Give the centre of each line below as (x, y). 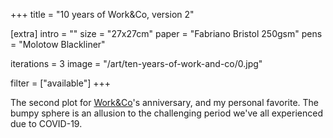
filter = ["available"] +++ (61, 83)
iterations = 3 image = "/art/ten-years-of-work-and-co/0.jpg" (136, 63)
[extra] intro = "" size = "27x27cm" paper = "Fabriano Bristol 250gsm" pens (166, 33)
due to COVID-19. (46, 123)
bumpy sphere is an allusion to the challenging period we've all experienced (166, 113)
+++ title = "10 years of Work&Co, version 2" (102, 14)
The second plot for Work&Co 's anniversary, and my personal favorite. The (165, 102)
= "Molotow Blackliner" (58, 44)
